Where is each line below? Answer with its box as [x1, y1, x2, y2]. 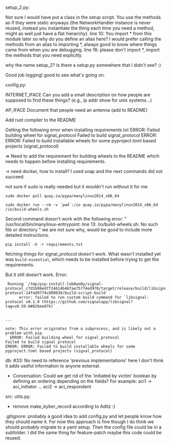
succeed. [5, 174, 25, 180]
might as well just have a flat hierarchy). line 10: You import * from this [5, 31, 152, 36]
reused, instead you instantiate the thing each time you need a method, [5, 25, 155, 31]
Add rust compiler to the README [5, 117, 76, 123]
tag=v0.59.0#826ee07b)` [5, 304, 56, 309]
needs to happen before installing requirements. [5, 158, 106, 164]
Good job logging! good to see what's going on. [5, 72, 105, 78]
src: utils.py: [5, 393, 31, 400]
